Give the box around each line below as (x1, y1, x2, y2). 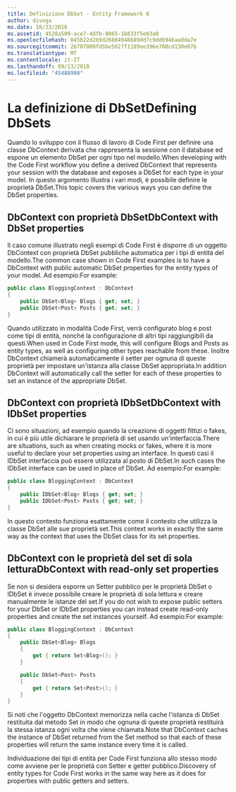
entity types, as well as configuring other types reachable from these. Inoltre (7, 346, 230, 355)
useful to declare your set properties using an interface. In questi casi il (7, 449, 214, 458)
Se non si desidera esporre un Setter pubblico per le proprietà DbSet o (7, 582, 213, 591)
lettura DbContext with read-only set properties (7, 563, 219, 576)
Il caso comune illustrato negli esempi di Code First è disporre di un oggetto (7, 241, 228, 249)
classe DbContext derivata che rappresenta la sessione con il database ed (7, 146, 223, 154)
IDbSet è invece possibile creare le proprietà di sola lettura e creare (7, 589, 203, 598)
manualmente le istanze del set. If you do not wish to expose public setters (7, 597, 223, 605)
